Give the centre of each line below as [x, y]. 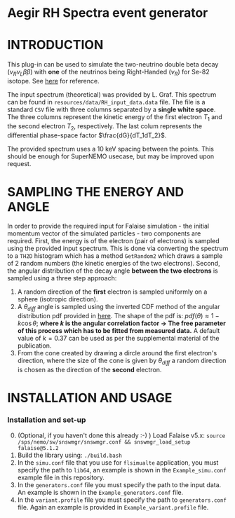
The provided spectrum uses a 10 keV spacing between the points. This [110, 149]
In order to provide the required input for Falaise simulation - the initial [108, 226]
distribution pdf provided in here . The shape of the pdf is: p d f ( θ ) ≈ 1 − [118, 316]
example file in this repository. [61, 477]
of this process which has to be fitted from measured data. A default [119, 331]
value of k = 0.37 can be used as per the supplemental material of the [118, 339]
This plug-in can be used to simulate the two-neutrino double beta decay [113, 64]
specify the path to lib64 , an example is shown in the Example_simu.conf [122, 470]
